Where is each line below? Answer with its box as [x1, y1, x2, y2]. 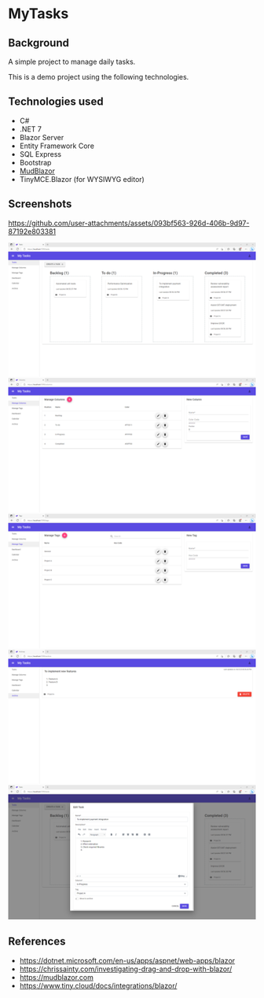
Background [8, 36, 69, 50]
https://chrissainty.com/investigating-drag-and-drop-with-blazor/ [19, 964, 233, 974]
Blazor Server [19, 132, 64, 142]
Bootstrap [19, 158, 52, 167]
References [8, 935, 66, 948]
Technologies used [8, 95, 104, 109]
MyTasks [8, 5, 69, 23]
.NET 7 [19, 124, 42, 134]
